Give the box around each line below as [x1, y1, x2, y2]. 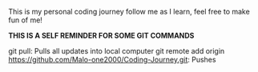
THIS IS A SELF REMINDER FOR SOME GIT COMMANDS [8, 31, 195, 40]
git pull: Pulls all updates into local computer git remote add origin [8, 46, 225, 55]
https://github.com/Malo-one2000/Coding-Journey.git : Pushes [8, 55, 216, 64]
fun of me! [8, 15, 42, 25]
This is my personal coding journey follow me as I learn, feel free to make [8, 7, 250, 16]
